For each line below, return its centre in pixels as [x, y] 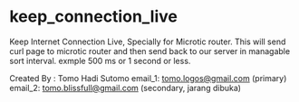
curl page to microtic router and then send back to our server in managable [150, 51]
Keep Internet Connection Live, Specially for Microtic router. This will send [148, 42]
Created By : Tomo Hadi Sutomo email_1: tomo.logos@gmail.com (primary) [148, 78]
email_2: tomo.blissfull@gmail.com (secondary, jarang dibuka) [125, 88]
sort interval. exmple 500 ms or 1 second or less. [100, 60]
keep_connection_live [94, 17]
